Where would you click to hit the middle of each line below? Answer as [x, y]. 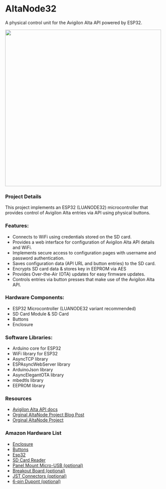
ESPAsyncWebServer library [41, 364]
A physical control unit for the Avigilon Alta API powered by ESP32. [74, 23]
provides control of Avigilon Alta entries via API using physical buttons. [78, 213]
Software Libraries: [29, 337]
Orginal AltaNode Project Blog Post [48, 415]
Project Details [23, 196]
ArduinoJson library [33, 370]
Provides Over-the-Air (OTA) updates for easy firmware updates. [79, 274]
